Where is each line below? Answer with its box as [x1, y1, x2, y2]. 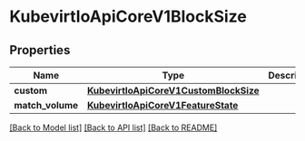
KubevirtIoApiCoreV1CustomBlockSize [86, 84, 261, 97]
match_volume [14, 99, 79, 111]
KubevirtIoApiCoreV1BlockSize [9, 6, 247, 27]
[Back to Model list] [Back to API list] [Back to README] [9, 122, 218, 133]
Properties [9, 42, 71, 58]
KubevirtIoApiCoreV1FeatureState [86, 99, 239, 111]
